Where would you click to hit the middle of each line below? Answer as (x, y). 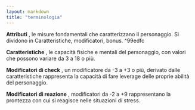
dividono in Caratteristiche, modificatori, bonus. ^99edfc (75, 40)
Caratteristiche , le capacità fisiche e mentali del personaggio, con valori (96, 52)
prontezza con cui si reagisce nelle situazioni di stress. (73, 100)
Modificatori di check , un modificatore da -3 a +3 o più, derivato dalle (93, 70)
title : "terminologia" (34, 17)
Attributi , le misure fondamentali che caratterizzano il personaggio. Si (93, 34)
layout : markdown (28, 12)
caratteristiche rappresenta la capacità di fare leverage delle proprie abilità (98, 76)
